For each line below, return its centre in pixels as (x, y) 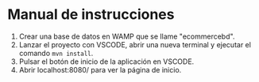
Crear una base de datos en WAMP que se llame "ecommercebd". (127, 36)
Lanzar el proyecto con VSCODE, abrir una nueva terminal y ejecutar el (135, 44)
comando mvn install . (56, 53)
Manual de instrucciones (91, 15)
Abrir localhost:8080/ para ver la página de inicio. (100, 69)
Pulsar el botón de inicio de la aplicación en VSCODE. (106, 61)
